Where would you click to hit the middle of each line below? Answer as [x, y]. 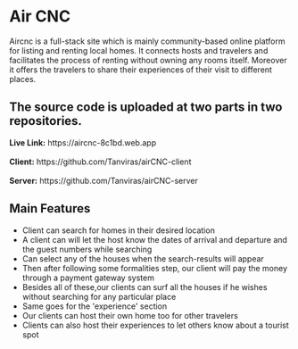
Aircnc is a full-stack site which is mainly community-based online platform [147, 41]
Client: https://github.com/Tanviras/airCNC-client [100, 162]
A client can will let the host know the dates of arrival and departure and [155, 239]
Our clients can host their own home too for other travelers [130, 315]
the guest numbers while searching [87, 249]
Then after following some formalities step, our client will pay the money [155, 268]
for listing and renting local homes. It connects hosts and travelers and [139, 50]
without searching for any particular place [99, 296]
